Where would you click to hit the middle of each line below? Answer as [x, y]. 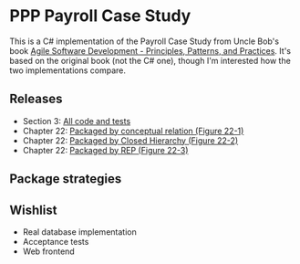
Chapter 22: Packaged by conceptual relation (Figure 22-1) [133, 131]
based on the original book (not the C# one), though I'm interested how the [150, 60]
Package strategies [66, 179]
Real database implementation [79, 232]
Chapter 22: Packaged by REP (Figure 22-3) [105, 150]
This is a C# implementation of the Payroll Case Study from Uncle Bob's [145, 41]
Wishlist [33, 210]
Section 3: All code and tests [77, 121]
